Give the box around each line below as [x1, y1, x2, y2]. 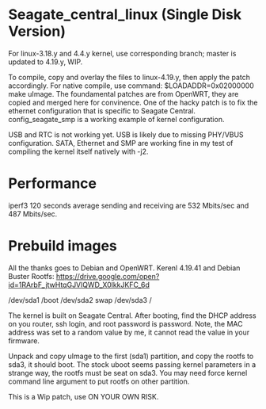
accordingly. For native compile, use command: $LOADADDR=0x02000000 [8, 81, 255, 90]
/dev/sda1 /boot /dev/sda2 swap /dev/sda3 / [8, 295, 152, 304]
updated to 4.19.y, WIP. [8, 57, 83, 67]
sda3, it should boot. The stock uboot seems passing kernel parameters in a [8, 359, 256, 369]
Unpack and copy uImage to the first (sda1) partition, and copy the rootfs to [8, 351, 254, 361]
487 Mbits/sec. [8, 208, 58, 219]
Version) [8, 22, 66, 40]
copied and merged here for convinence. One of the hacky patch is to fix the [8, 97, 258, 107]
